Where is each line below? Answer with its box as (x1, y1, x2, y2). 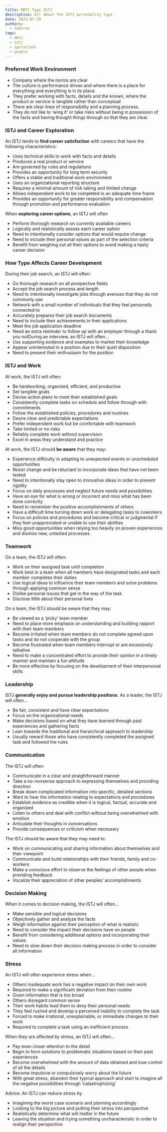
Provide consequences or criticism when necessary (12, 826, 119, 832)
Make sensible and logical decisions (12, 910, 87, 916)
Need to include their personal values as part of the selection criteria (12, 236, 154, 243)
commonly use (12, 296, 43, 303)
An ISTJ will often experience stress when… (5, 972, 95, 978)
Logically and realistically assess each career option (12, 226, 120, 232)
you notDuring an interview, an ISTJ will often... (12, 334, 109, 340)
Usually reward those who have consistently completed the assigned (12, 734, 154, 740)
